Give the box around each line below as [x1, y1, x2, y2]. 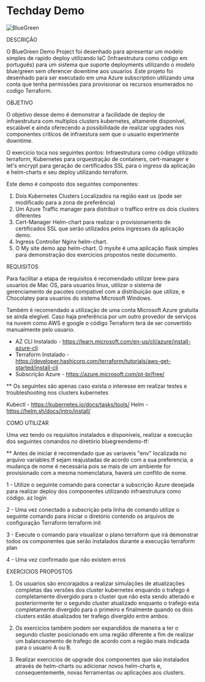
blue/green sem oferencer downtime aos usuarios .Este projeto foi [6, 67, 173, 74]
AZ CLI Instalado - [15, 337, 61, 345]
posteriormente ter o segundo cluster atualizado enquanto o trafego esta [15, 599, 199, 606]
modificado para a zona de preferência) [15, 198, 116, 206]
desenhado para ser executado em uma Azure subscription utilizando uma [6, 74, 195, 81]
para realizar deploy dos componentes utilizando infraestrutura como [6, 487, 182, 495]
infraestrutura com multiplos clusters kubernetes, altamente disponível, [6, 117, 187, 125]
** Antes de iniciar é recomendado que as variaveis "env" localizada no [6, 449, 187, 457]
